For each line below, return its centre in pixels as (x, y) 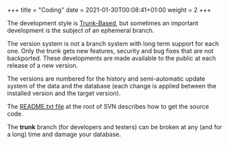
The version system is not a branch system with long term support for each (113, 43)
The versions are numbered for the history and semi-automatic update (106, 79)
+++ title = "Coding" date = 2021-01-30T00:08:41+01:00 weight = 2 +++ (109, 10)
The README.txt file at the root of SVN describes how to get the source (108, 106)
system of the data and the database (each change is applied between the (112, 86)
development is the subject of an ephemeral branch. (81, 30)
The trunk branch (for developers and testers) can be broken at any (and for (114, 127)
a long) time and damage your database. (64, 134)
